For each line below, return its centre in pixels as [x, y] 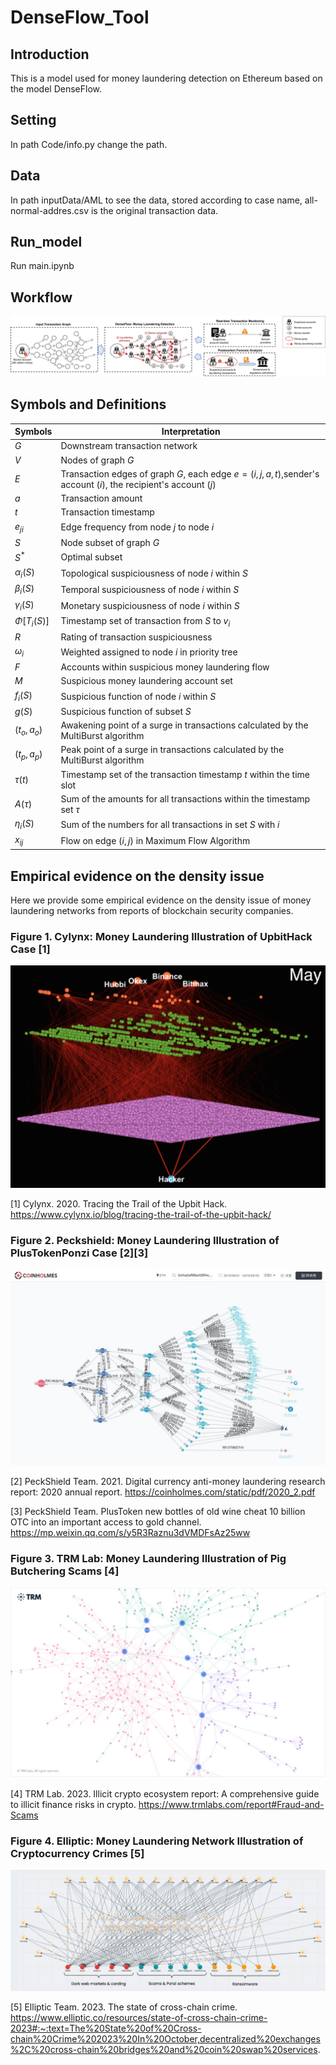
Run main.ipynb [42, 266]
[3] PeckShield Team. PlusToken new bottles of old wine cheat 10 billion [158, 1511]
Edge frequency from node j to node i [137, 527]
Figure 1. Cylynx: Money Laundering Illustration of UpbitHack [161, 937]
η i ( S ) [24, 824]
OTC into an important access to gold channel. [106, 1522]
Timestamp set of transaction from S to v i [145, 621]
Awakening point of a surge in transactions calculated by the [184, 725]
